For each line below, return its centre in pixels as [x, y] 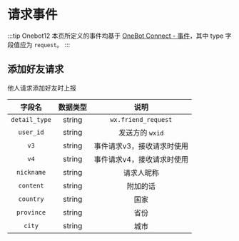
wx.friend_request [141, 119]
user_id [31, 132]
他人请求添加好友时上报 [42, 88]
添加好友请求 [36, 70]
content [31, 185]
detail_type [31, 119]
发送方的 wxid [141, 133]
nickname [31, 172]
